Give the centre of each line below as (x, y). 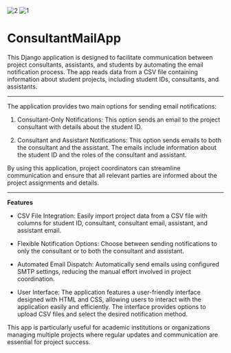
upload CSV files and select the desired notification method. (102, 314)
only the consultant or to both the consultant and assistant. (100, 251)
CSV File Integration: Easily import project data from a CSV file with (112, 216)
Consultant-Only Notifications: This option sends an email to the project (119, 119)
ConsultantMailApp (64, 38)
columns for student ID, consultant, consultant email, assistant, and (112, 223)
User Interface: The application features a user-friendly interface (109, 292)
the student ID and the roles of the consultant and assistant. (102, 155)
